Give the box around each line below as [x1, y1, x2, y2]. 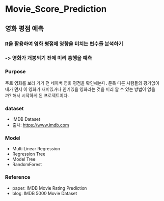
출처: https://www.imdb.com [12, 122, 69, 128]
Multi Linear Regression [12, 146, 60, 152]
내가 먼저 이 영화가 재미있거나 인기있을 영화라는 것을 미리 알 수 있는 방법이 [5, 86, 146, 92]
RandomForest [12, 162, 42, 167]
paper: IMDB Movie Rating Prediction [12, 185, 87, 191]
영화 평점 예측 [5, 24, 44, 33]
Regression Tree [12, 151, 46, 157]
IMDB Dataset [12, 116, 41, 122]
